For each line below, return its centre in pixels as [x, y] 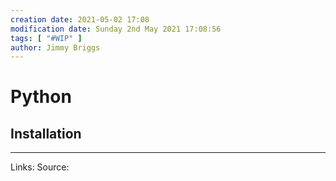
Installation [46, 133]
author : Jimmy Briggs [55, 47]
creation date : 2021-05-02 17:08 [80, 19]
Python [41, 97]
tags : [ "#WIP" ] [46, 38]
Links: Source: [40, 167]
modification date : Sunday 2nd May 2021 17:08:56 [116, 29]
